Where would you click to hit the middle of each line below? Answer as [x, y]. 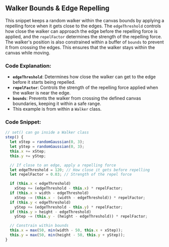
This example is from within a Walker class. [57, 109]
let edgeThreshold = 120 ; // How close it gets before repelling [80, 170]
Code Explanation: [28, 66]
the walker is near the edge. [42, 93]
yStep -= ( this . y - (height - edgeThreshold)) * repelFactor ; [81, 217]
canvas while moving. [28, 53]
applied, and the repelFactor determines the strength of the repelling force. [84, 36]
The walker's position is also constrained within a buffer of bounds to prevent [84, 42]
